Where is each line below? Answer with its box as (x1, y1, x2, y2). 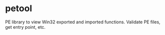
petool (5, 3, 32, 14)
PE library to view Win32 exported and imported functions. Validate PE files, (5, 19, 161, 25)
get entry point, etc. (5, 24, 46, 30)
